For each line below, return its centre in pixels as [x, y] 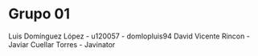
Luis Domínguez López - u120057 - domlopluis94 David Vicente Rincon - [129, 36]
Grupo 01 [39, 14]
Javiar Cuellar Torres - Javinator [62, 44]
